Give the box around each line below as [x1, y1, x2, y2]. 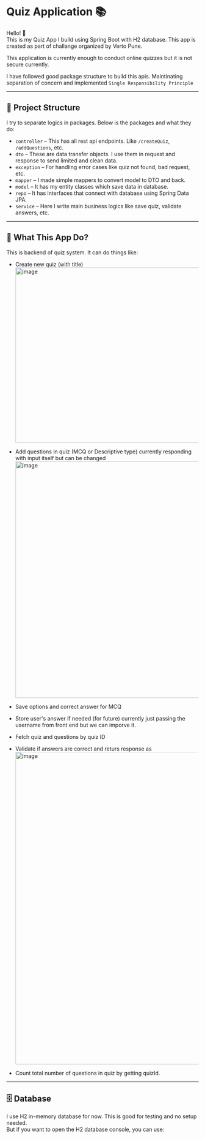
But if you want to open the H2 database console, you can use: [6, 1126, 165, 1133]
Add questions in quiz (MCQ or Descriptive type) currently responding [15, 448, 192, 455]
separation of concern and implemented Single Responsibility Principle [6, 79, 194, 86]
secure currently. [6, 61, 49, 68]
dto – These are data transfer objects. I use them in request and [15, 150, 175, 157]
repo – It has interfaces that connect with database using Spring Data [15, 189, 189, 197]
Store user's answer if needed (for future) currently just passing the [15, 714, 185, 722]
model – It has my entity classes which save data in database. [15, 183, 169, 190]
